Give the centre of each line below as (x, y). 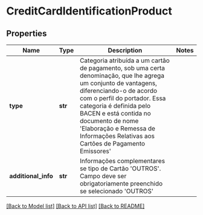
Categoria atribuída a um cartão (125, 60)
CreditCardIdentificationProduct (89, 11)
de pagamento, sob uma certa (122, 68)
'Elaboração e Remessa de (118, 128)
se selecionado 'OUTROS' (117, 191)
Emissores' (95, 151)
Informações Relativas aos (117, 136)
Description (125, 50)
